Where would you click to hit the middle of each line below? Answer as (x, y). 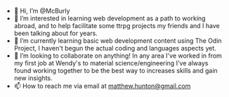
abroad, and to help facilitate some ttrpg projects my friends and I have (117, 26)
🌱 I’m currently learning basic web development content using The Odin (118, 41)
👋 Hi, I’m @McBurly (42, 11)
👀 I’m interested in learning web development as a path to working (110, 18)
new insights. (33, 78)
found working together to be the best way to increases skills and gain (116, 71)
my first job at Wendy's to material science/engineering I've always (111, 63)
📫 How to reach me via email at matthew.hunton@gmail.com (102, 86)
